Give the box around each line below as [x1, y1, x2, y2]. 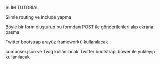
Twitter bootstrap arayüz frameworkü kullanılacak [5, 39, 108, 45]
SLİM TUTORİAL [5, 5, 39, 10]
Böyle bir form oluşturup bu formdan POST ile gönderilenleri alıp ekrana [5, 24, 154, 30]
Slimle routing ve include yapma [5, 14, 72, 20]
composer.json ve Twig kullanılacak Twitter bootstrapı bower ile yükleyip [5, 49, 155, 54]
